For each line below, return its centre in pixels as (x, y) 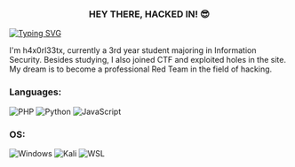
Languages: (36, 92)
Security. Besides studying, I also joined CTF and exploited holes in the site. (148, 60)
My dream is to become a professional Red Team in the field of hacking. (141, 69)
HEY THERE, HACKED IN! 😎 (149, 14)
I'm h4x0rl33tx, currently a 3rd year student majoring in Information (133, 50)
